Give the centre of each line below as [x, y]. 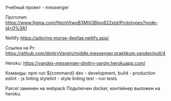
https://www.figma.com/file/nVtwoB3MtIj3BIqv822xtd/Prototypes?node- [82, 23]
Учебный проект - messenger [37, 7]
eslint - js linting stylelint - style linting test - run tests [61, 78]
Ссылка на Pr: [20, 48]
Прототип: [17, 17]
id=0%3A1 [16, 28]
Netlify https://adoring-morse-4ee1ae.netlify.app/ [57, 38]
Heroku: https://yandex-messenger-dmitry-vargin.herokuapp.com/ [75, 63]
